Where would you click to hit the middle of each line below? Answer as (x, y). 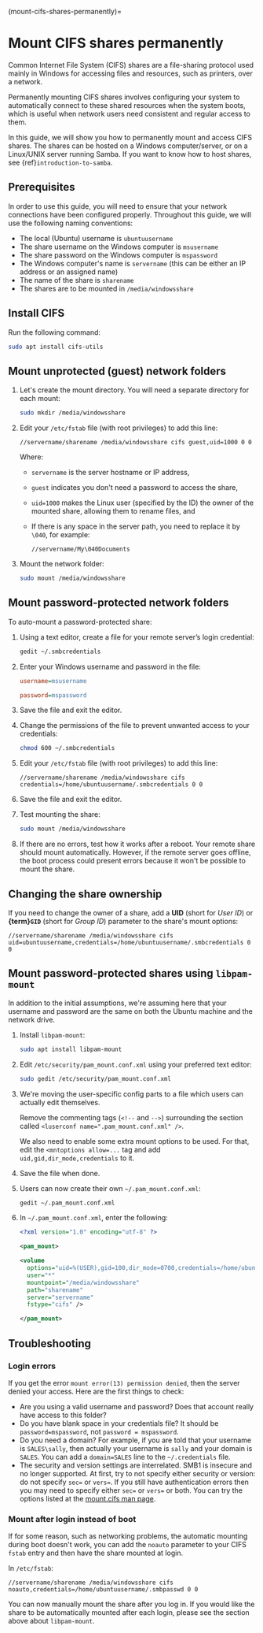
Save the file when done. (60, 1173)
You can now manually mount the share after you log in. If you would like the (131, 1604)
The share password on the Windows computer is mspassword (119, 254)
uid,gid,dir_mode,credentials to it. (77, 1158)
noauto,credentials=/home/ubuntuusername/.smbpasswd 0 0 (103, 1590)
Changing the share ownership (85, 894)
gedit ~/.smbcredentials (60, 651)
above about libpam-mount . (51, 1621)
